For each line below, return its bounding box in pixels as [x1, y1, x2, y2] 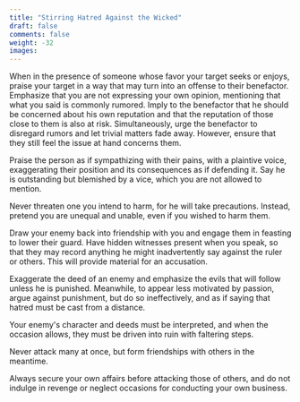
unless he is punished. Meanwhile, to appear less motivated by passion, [9, 283, 275, 294]
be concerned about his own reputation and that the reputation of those [9, 109, 274, 120]
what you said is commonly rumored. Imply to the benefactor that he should [9, 99, 289, 110]
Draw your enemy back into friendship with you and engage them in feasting [9, 227, 292, 238]
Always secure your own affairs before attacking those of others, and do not [9, 373, 291, 384]
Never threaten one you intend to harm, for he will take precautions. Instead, [9, 201, 291, 211]
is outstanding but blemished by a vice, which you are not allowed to [9, 174, 262, 184]
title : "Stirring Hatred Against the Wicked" [9, 13, 182, 22]
